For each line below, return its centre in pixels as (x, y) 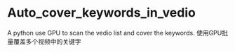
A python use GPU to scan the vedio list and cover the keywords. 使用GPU (115, 33)
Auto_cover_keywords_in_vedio (102, 13)
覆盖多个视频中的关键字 (47, 41)
